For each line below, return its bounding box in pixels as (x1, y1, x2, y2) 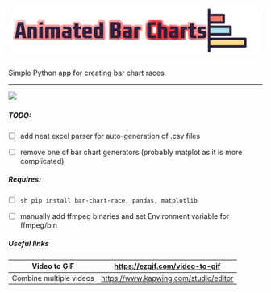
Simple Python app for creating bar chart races (8, 68, 165, 77)
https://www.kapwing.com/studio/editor (100, 273, 234, 283)
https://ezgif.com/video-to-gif (114, 262, 221, 271)
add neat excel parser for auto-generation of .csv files (19, 131, 200, 140)
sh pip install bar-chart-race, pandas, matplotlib (19, 196, 198, 204)
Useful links (8, 239, 50, 249)
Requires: (8, 174, 42, 184)
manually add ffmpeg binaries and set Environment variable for (19, 211, 230, 220)
